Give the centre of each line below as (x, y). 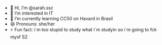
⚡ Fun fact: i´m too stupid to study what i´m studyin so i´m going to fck (83, 30)
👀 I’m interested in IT (31, 13)
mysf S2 (19, 37)
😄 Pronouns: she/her (32, 24)
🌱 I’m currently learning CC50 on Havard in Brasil (61, 18)
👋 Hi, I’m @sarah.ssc (31, 8)
